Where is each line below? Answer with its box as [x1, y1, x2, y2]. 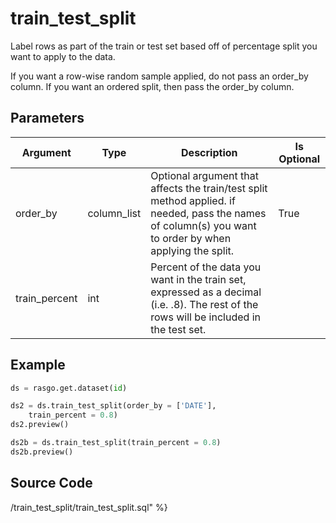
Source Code [10, 475, 93, 492]
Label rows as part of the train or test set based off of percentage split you [10, 40, 318, 52]
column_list [87, 206, 142, 220]
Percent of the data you [150, 260, 262, 274]
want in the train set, [150, 272, 247, 286]
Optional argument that [150, 168, 259, 182]
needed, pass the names [150, 206, 267, 220]
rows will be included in [150, 310, 261, 324]
